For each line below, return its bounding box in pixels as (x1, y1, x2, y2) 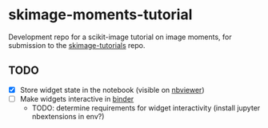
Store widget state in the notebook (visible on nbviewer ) (19, 85, 205, 94)
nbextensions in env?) (31, 111, 105, 121)
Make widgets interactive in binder (19, 94, 134, 103)
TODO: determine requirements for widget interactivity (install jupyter (31, 102, 261, 113)
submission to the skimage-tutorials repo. (8, 40, 146, 50)
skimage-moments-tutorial (8, 6, 193, 24)
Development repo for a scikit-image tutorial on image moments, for (8, 32, 232, 42)
